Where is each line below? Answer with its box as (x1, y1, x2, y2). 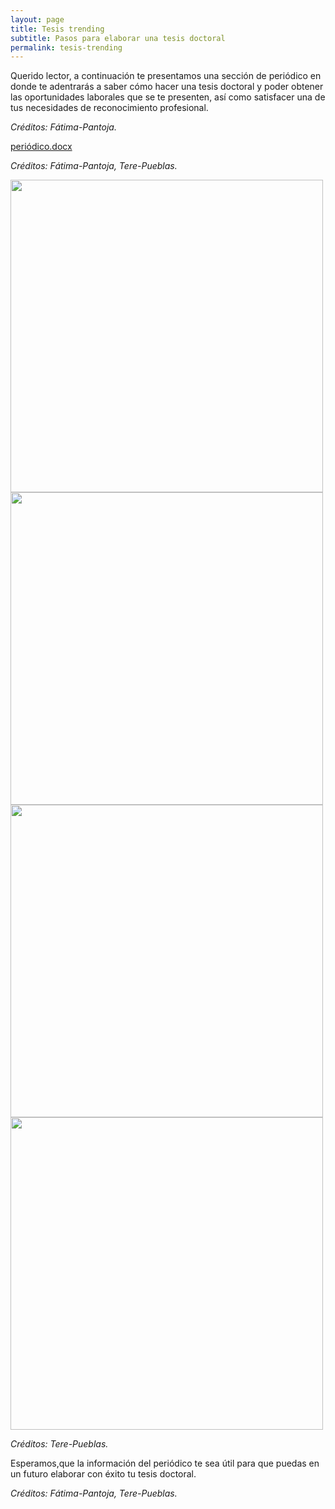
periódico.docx (10, 141, 73, 153)
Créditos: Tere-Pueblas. (10, 1438, 109, 1450)
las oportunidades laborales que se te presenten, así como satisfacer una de (10, 91, 326, 103)
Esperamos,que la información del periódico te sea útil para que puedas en (10, 1457, 320, 1470)
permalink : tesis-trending (10, 42, 123, 53)
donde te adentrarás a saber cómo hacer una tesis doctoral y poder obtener (10, 81, 324, 93)
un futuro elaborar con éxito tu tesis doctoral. (10, 1468, 197, 1480)
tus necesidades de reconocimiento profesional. (10, 102, 209, 114)
